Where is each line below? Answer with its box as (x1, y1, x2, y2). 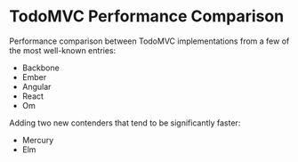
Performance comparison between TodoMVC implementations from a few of (9, 36, 290, 46)
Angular (21, 81, 52, 92)
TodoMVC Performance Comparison (9, 6, 285, 27)
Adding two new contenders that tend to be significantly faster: (9, 117, 241, 128)
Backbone (21, 62, 60, 73)
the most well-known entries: (9, 45, 117, 55)
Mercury (21, 134, 54, 145)
